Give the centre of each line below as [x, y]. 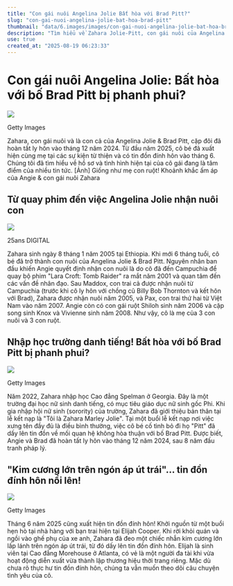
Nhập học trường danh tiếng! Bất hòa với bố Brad [114, 342]
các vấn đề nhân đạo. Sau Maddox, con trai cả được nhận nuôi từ [101, 283]
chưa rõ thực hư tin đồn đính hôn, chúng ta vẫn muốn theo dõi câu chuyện [113, 568]
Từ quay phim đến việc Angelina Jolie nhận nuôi [113, 200]
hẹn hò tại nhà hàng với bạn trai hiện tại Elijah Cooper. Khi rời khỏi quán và [113, 531]
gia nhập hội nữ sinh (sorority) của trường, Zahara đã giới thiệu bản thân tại [114, 411]
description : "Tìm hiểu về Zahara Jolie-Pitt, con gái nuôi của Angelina [116, 33]
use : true [21, 40]
